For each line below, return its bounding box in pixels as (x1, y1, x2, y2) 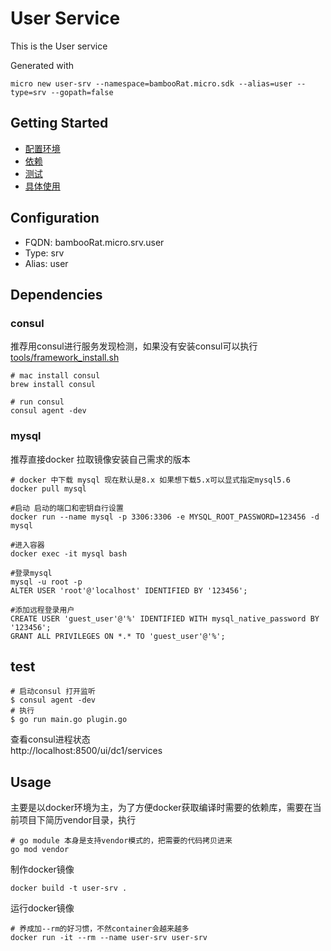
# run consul (10, 397, 65, 407)
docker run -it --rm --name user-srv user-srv (10, 933, 208, 943)
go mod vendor (10, 845, 70, 855)
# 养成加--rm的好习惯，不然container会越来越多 (10, 924, 190, 934)
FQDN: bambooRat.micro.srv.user (24, 236, 165, 248)
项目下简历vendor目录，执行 (18, 814, 137, 826)
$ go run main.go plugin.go (10, 715, 128, 725)
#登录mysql (10, 568, 53, 578)
